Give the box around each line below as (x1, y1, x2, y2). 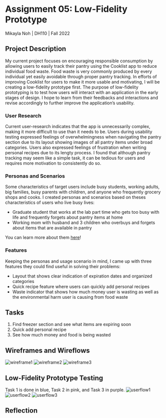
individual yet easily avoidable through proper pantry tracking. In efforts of (5, 73, 157, 80)
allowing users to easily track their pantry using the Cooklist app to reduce (5, 63, 157, 69)
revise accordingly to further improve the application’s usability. (5, 100, 135, 106)
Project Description (5, 45, 66, 53)
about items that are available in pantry (12, 225, 92, 231)
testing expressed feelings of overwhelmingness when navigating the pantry (5, 134, 162, 140)
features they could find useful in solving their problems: (5, 263, 120, 269)
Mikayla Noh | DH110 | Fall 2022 (5, 30, 70, 36)
